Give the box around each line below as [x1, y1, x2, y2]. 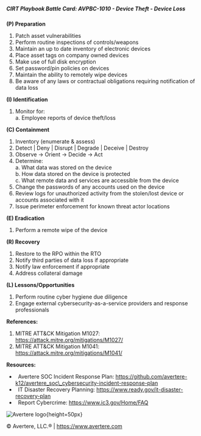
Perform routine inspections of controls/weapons [15, 38, 139, 46]
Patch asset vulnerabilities [15, 32, 81, 39]
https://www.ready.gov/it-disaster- [96, 385, 183, 393]
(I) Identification [6, 95, 48, 103]
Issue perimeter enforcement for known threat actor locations [15, 202, 170, 210]
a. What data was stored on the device [15, 164, 112, 171]
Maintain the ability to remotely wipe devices [15, 71, 128, 78]
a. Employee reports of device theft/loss [15, 114, 116, 122]
